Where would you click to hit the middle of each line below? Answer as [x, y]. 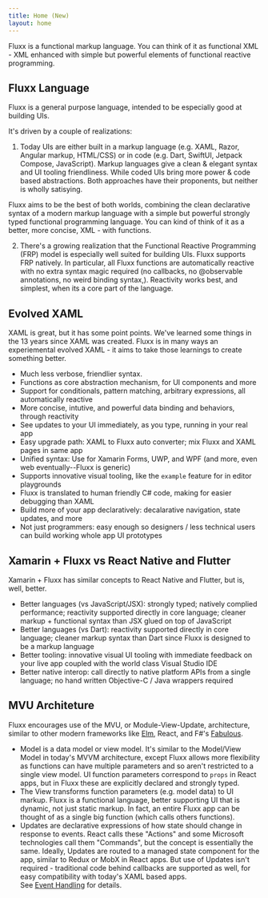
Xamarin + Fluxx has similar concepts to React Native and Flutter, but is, [127, 579]
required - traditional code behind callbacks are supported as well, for [135, 868]
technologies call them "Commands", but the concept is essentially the [136, 842]
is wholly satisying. [51, 190]
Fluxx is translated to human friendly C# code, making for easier [126, 493]
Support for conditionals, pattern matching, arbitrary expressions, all [132, 391]
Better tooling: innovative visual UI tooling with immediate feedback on [136, 655]
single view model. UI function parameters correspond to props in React [138, 774]
